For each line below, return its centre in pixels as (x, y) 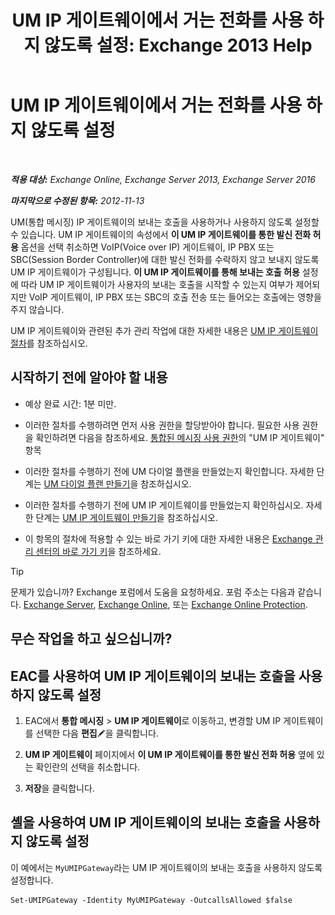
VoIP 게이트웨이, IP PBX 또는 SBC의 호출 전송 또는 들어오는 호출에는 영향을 (175, 297)
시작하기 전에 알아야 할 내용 (89, 377)
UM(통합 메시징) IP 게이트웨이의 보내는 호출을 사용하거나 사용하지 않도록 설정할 (165, 222)
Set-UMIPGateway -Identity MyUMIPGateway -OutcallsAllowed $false (151, 900)
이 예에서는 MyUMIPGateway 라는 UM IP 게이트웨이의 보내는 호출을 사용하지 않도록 (166, 867)
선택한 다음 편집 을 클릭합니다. (97, 733)
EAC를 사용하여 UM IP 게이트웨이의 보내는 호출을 (153, 676)
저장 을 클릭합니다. (59, 788)
